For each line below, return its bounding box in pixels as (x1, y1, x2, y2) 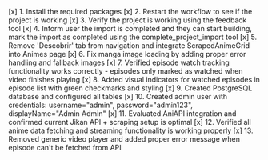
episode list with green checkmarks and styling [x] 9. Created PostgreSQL (8, 83, 253, 93)
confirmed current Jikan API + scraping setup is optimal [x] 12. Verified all (8, 118, 252, 126)
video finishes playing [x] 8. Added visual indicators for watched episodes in (8, 75, 260, 84)
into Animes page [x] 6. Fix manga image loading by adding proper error (8, 50, 246, 58)
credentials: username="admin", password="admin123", (8, 100, 194, 110)
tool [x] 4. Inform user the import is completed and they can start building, (8, 24, 252, 33)
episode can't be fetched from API (8, 143, 122, 152)
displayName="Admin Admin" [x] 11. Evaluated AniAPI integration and (8, 109, 237, 118)
